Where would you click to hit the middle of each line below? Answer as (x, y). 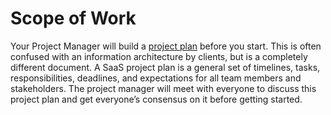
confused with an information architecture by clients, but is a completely (159, 56)
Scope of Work (73, 18)
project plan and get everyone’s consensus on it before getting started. (156, 99)
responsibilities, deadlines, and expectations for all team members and (156, 78)
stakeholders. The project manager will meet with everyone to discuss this (163, 88)
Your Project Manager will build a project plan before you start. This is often (166, 46)
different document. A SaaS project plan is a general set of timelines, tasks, (165, 67)
